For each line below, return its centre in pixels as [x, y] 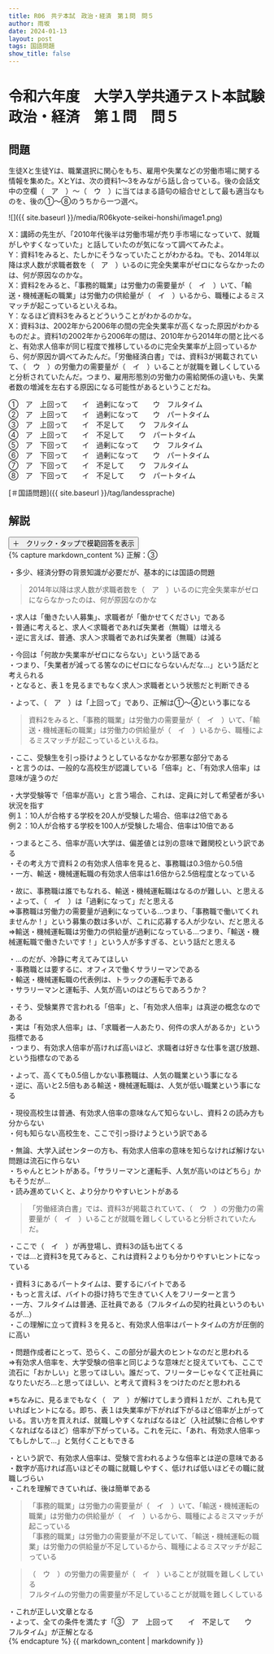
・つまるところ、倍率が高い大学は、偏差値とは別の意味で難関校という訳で [133, 843]
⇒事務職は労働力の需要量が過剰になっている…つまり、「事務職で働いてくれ [134, 911]
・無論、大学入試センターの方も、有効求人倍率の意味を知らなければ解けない [137, 1150]
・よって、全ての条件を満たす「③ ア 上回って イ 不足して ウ [130, 1621]
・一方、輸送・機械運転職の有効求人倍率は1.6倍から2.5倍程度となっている [132, 873]
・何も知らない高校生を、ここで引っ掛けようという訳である [108, 1133]
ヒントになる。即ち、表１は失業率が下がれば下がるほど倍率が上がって [147, 1410]
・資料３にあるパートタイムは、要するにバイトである [98, 1283]
